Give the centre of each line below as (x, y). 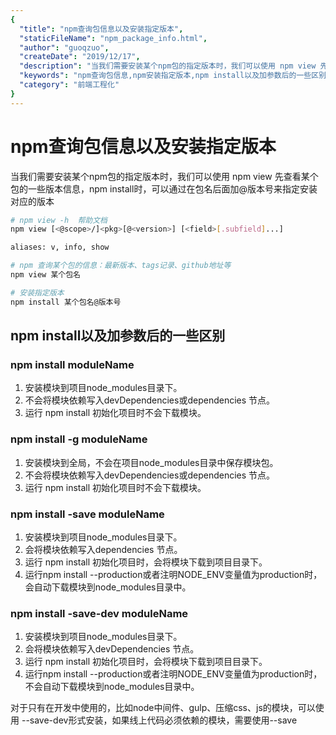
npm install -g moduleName (79, 439)
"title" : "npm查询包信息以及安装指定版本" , (101, 29)
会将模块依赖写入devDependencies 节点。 (112, 649)
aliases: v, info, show (60, 247)
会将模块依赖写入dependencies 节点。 (103, 549)
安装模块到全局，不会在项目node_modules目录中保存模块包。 (151, 462)
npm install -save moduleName (87, 514)
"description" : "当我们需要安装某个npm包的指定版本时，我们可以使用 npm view (168, 66)
